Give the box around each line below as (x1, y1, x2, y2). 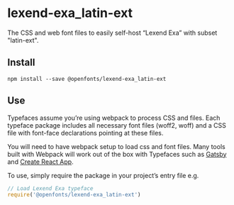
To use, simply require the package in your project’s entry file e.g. (7, 171, 199, 179)
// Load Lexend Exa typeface (7, 184, 94, 192)
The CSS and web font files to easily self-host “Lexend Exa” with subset (7, 28, 218, 37)
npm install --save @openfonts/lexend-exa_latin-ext (7, 75, 167, 82)
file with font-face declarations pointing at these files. (7, 128, 164, 137)
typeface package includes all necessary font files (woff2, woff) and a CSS (7, 121, 227, 129)
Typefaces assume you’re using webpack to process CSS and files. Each (7, 113, 221, 122)
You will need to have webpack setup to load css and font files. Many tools (7, 142, 225, 150)
